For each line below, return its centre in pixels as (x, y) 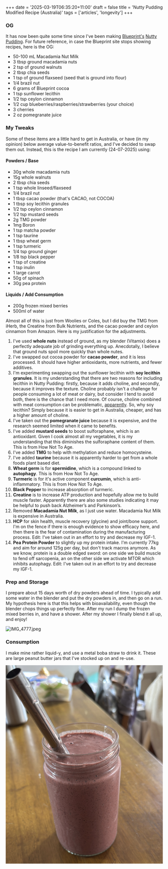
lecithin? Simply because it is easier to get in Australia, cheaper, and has (87, 410)
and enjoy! (16, 619)
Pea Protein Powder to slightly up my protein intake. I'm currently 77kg (86, 543)
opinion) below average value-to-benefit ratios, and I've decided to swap (81, 144)
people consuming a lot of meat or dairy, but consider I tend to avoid (83, 394)
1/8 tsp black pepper (34, 257)
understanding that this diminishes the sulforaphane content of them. (84, 442)
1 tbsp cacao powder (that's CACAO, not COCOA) (64, 198)
